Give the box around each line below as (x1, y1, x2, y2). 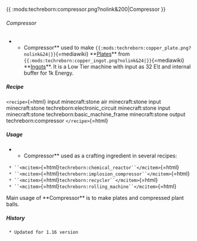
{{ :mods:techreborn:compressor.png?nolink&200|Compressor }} (6, 6, 166, 13)
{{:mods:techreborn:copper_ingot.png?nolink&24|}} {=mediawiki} (23, 57, 185, 64)
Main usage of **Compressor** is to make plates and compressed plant (6, 194, 185, 202)
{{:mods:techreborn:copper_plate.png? (95, 45, 192, 51)
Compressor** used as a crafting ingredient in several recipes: (23, 152, 177, 159)
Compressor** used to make (23, 44, 94, 51)
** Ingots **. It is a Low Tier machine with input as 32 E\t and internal (23, 63, 191, 70)
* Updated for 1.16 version (8, 230, 79, 236)
